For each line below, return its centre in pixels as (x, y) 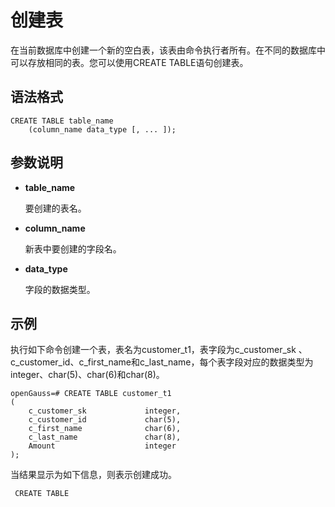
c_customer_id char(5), (105, 420)
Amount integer (102, 446)
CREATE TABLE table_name (62, 121)
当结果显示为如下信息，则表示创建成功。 (93, 475)
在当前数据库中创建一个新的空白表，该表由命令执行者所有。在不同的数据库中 (168, 50)
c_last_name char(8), (105, 437)
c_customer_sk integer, (105, 411)
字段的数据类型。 (60, 289)
